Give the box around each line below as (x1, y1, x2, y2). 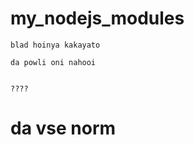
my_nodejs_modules (10, 7, 185, 30)
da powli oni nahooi (10, 57, 97, 67)
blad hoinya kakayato (10, 40, 101, 50)
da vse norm (10, 117, 117, 140)
